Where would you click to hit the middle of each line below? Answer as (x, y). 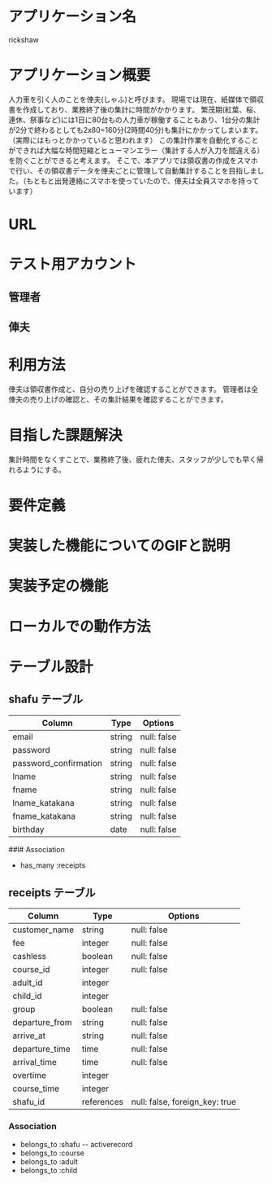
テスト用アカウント (73, 264)
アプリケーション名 (72, 17)
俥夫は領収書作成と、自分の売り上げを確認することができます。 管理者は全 (133, 389)
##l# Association (37, 849)
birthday (28, 829)
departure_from (42, 1022)
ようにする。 (44, 469)
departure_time (41, 1049)
